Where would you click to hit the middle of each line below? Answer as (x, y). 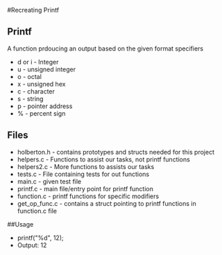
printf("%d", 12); (40, 238)
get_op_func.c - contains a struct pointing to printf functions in (106, 203)
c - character (36, 91)
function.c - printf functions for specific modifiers (88, 196)
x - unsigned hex (41, 84)
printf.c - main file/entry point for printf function (85, 188)
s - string (30, 98)
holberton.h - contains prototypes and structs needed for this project (116, 152)
